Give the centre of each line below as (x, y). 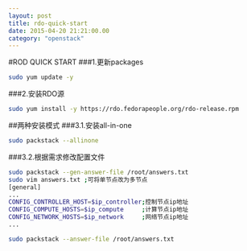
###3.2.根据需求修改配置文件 (57, 157)
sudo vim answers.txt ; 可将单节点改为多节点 (78, 179)
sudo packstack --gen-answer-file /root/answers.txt (99, 172)
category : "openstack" (46, 38)
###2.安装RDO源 (36, 94)
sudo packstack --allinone (54, 141)
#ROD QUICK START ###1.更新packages (76, 62)
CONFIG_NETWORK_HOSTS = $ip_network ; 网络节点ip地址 (99, 217)
